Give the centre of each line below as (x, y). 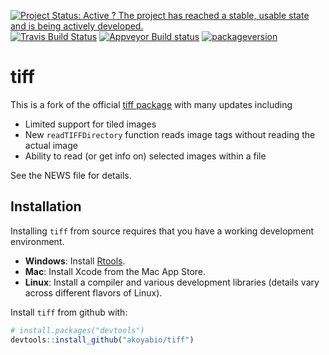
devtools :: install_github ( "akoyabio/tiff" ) (102, 340)
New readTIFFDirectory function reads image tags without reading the (170, 134)
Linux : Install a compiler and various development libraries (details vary (172, 282)
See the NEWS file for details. (71, 175)
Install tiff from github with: (69, 312)
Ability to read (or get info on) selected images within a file (145, 156)
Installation (46, 206)
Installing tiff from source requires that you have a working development (162, 231)
